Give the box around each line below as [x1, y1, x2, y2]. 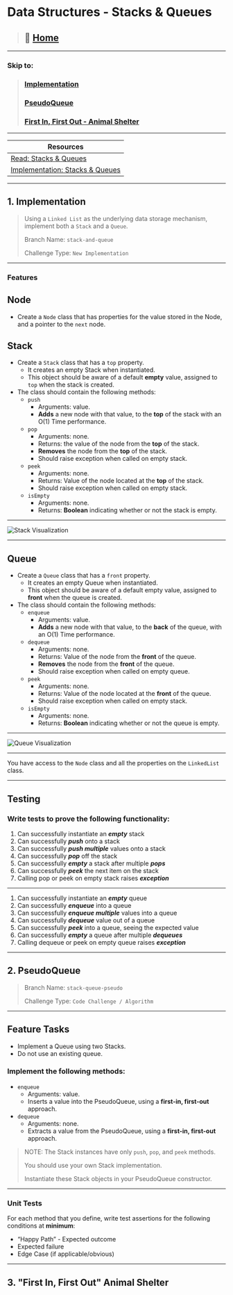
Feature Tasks [7, 1023, 70, 1036]
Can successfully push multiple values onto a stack [17, 844, 166, 852]
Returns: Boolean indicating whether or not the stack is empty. [37, 506, 217, 514]
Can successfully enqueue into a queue [17, 901, 132, 909]
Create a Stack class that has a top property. [17, 359, 144, 367]
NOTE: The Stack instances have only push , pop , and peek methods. [24, 1148, 216, 1156]
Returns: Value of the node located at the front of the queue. [37, 690, 212, 698]
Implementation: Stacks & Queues [10, 165, 121, 174]
